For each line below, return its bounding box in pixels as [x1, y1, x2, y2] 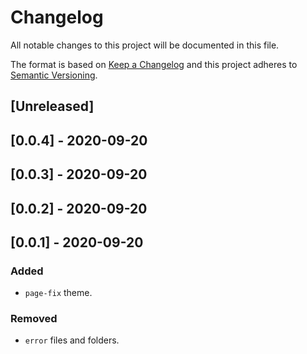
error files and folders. [24, 334, 120, 346]
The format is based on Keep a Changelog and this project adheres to [10, 58, 298, 70]
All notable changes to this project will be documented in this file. [10, 39, 280, 51]
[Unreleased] [10, 98, 95, 115]
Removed [10, 312, 58, 326]
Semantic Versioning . [10, 69, 98, 81]
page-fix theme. [24, 287, 93, 299]
